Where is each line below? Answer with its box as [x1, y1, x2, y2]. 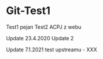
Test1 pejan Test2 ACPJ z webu [6, 23, 82, 30]
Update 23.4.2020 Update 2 [6, 34, 74, 41]
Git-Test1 [6, 4, 51, 18]
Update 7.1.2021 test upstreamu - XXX [6, 46, 98, 53]
